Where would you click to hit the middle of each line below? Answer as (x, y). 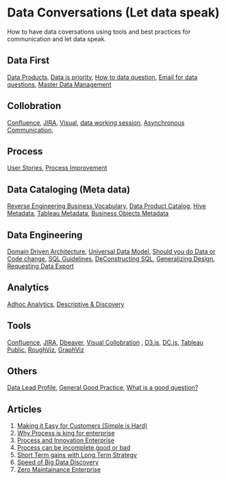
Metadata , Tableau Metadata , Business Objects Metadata (88, 214)
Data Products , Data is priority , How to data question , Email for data (102, 77)
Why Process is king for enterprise (66, 433)
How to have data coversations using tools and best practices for (99, 32)
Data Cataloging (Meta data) (69, 189)
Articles (25, 409)
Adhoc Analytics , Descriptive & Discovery (66, 304)
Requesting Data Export (40, 266)
